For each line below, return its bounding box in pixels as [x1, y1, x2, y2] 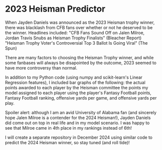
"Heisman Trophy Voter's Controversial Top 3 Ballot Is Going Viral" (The [5, 40, 148, 46]
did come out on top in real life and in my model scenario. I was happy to [5, 120, 150, 126]
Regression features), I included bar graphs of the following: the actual [5, 79, 146, 85]
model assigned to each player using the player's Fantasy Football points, [5, 90, 151, 96]
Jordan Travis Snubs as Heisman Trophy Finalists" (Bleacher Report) [5, 35, 142, 41]
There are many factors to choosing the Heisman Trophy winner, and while [5, 54, 154, 60]
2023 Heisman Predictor [5, 3, 105, 15]
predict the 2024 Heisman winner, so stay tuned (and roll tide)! [5, 139, 130, 145]
